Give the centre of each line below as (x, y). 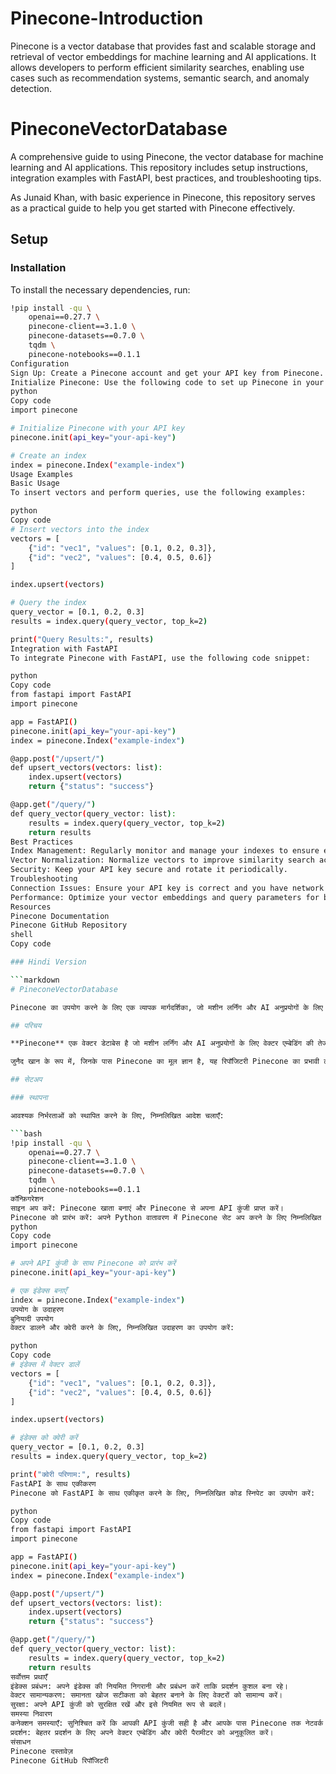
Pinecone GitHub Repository (69, 925)
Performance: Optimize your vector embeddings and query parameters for (165, 897)
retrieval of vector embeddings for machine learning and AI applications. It (163, 56)
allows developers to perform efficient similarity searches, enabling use (157, 67)
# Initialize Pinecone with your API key (98, 428)
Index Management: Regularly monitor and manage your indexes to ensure (165, 851)
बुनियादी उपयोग (32, 1318)
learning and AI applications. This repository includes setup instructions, (159, 167)
